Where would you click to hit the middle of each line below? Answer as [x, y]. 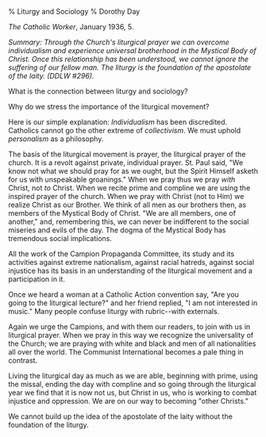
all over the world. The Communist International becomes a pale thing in [126, 352]
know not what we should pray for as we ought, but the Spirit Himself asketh [133, 171]
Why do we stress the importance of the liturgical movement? [109, 107]
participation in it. [37, 279]
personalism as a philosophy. [56, 139]
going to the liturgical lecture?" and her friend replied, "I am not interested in [133, 303]
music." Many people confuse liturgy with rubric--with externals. [114, 311]
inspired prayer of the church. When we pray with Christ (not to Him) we [126, 196]
